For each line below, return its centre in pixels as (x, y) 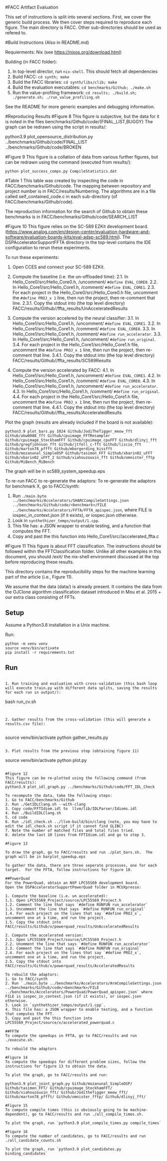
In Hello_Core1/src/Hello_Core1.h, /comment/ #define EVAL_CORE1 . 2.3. (84, 287)
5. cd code (16, 817)
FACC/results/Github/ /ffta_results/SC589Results (62, 360)
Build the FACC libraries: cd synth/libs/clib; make (65, 82)
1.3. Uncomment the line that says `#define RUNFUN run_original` (76, 909)
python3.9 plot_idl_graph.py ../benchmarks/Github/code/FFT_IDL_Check (80, 787)
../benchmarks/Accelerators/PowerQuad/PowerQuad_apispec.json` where (79, 992)
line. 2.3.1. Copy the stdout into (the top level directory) (69, 303)
